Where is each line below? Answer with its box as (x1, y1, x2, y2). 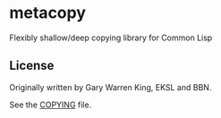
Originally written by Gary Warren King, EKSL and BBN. (9, 81, 212, 92)
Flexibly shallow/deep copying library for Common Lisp (9, 32, 213, 43)
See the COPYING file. (9, 99, 92, 110)
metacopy (9, 3, 87, 23)
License (9, 58, 55, 73)
